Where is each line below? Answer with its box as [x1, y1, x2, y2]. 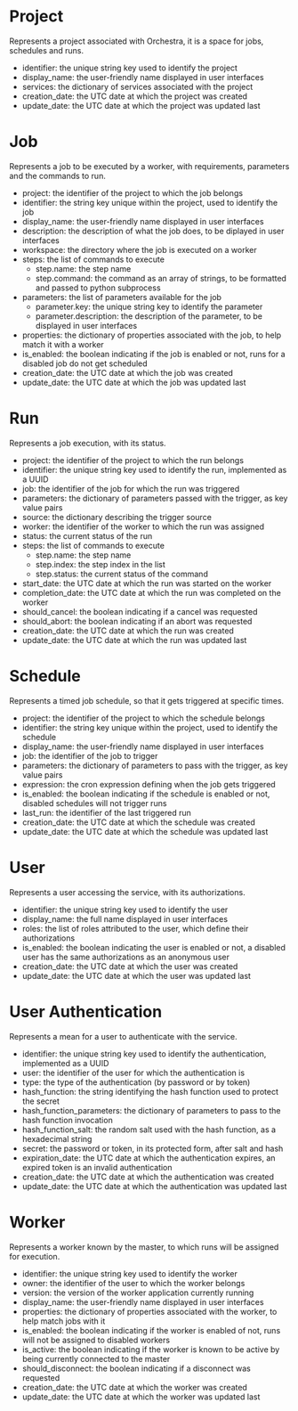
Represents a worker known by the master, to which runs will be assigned [9, 1241, 279, 1252]
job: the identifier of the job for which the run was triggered [21, 483, 240, 493]
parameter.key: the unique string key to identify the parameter [35, 301, 263, 312]
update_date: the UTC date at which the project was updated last [21, 100, 261, 110]
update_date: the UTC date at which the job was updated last [21, 377, 246, 387]
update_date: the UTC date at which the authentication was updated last [21, 1180, 287, 1191]
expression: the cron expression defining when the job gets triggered [21, 779, 276, 789]
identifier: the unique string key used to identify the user [21, 904, 229, 915]
